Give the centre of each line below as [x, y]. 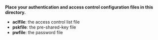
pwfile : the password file [37, 32]
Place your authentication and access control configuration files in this [79, 7]
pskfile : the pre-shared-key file [44, 27]
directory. [16, 12]
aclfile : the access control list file [46, 22]
